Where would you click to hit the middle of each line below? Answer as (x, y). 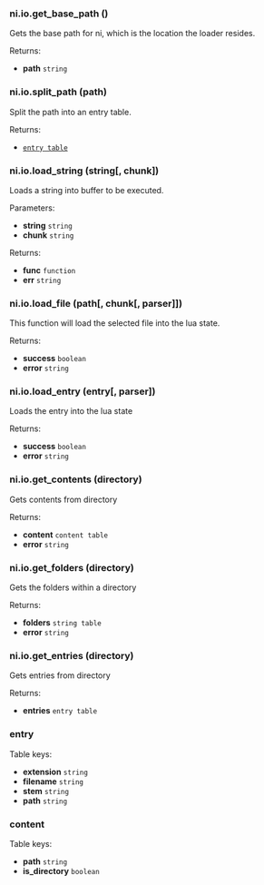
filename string (53, 781)
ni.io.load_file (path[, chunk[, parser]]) (96, 303)
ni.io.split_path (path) (58, 92)
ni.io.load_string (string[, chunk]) (84, 171)
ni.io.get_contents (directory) (76, 479)
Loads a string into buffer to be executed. (87, 190)
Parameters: (32, 208)
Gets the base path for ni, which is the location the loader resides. (132, 34)
